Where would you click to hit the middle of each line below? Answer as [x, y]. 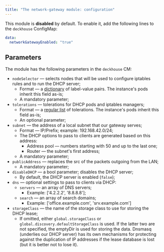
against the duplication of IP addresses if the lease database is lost [87, 239]
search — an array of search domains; [58, 198]
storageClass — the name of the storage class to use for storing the [81, 209]
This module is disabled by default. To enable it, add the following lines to [80, 23]
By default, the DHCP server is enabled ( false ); [67, 177]
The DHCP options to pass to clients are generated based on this [85, 136]
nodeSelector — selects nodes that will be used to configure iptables [81, 79]
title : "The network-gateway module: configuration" [60, 10]
